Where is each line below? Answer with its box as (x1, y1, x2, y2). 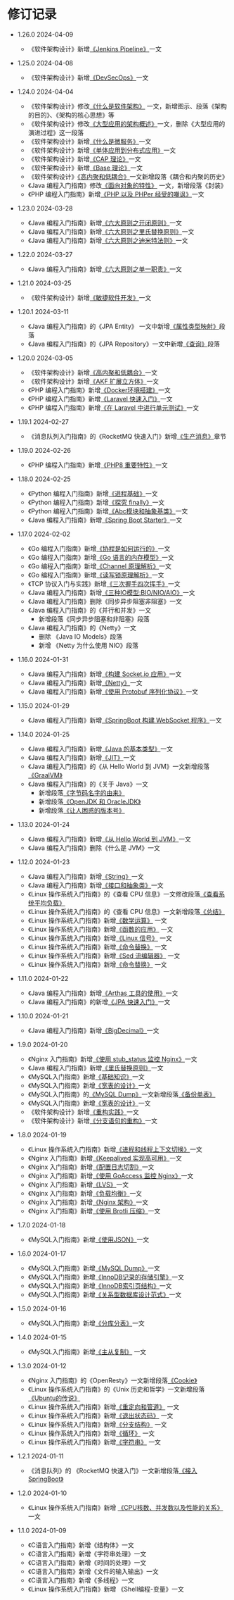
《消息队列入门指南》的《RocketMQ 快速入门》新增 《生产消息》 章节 (27, 432, 227, 440)
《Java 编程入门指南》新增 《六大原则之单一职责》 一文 (27, 265, 183, 273)
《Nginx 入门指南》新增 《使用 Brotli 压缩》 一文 (27, 1206, 161, 1215)
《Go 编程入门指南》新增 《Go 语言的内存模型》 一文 (27, 553, 174, 561)
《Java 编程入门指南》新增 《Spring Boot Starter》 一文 (27, 515, 183, 524)
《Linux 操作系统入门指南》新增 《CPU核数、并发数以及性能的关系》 (27, 1503, 223, 1511)
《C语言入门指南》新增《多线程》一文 (27, 1575, 135, 1585)
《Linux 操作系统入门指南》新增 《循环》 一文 (27, 1429, 155, 1437)
